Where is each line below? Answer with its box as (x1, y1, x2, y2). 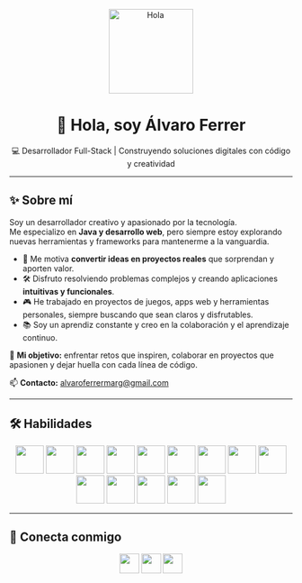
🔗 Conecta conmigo (9, 529, 122, 544)
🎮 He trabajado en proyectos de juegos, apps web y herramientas (22, 296, 270, 306)
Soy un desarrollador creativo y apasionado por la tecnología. (9, 216, 237, 227)
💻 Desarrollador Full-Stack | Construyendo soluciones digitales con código (11, 145, 291, 156)
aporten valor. (22, 262, 75, 274)
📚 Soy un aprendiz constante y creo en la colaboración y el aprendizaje (22, 319, 289, 330)
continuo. (22, 332, 58, 342)
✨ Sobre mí (9, 193, 74, 208)
